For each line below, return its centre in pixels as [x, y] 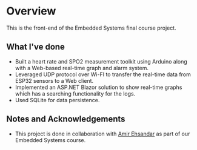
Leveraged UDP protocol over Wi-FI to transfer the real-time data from [103, 74]
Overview [31, 11]
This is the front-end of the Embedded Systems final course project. [92, 28]
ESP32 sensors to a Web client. [54, 80]
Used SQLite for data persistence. [57, 100]
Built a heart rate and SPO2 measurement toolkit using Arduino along [101, 61]
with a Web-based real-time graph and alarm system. [82, 68]
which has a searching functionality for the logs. [75, 93]
